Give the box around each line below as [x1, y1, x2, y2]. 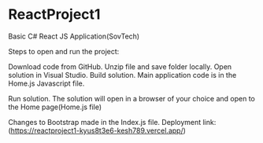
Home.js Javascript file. [8, 79, 85, 88]
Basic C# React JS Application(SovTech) [8, 31, 140, 41]
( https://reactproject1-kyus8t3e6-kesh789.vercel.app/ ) [8, 126, 187, 135]
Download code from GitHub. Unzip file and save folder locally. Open [8, 61, 232, 71]
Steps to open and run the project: [8, 46, 120, 56]
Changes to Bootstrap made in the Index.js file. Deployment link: [8, 117, 217, 126]
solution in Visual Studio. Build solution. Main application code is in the [8, 70, 237, 79]
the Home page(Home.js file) [8, 102, 102, 112]
